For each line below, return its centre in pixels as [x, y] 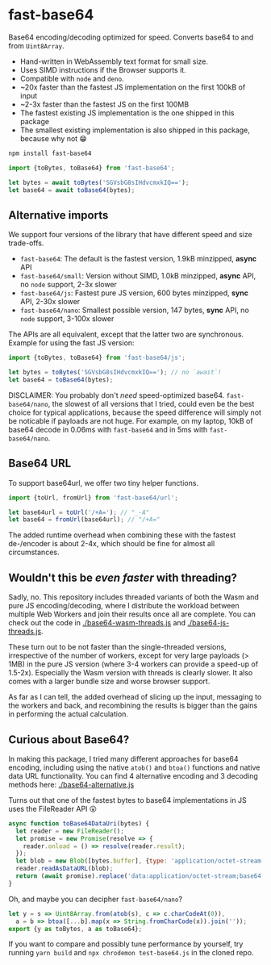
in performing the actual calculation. [69, 714]
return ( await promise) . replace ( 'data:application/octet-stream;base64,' [142, 876]
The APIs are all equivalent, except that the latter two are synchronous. [126, 334]
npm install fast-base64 [50, 153]
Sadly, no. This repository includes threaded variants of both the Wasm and [134, 597]
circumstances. [34, 552]
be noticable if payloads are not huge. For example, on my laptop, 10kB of [131, 420]
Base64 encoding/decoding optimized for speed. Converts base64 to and [131, 37]
